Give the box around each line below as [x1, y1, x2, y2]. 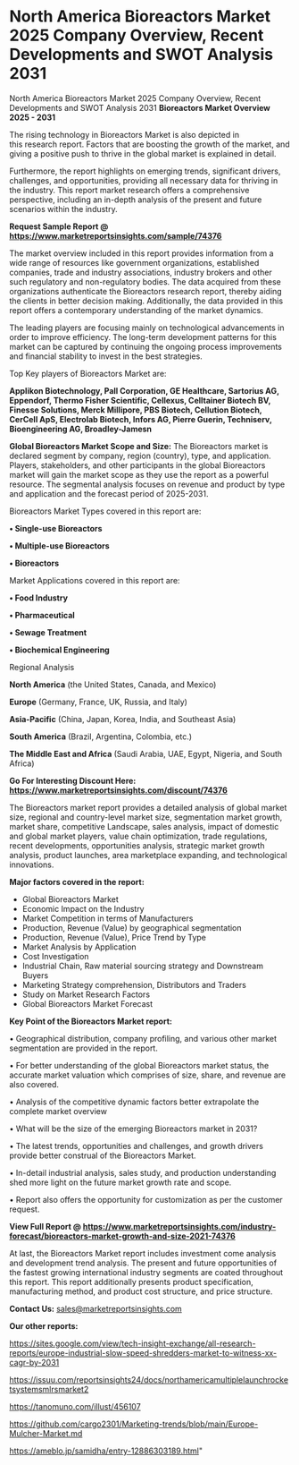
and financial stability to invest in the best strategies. [9, 351, 203, 362]
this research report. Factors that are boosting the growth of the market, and [9, 139, 290, 149]
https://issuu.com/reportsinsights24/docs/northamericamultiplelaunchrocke [9, 1374, 288, 1384]
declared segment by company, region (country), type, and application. [9, 450, 271, 461]
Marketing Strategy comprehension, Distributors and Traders [21, 979, 247, 990]
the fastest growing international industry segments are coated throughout [9, 1266, 284, 1277]
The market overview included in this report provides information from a [9, 248, 274, 259]
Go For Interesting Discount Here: [9, 775, 137, 786]
